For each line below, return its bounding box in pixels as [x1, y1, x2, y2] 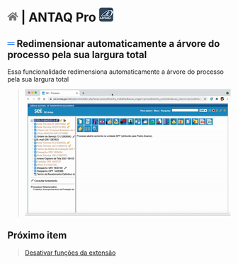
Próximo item [7, 229, 67, 241]
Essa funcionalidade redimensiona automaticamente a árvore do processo [7, 67, 225, 76]
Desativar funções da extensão [24, 248, 116, 257]
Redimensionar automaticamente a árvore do [16, 38, 220, 50]
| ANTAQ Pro [21, 9, 97, 26]
